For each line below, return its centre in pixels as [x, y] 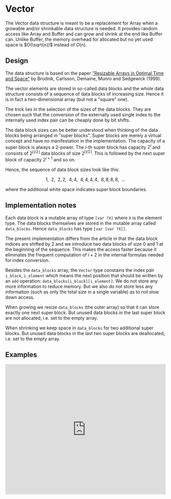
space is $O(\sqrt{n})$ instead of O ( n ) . [46, 44]
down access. [20, 297]
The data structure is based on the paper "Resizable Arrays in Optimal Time [84, 73]
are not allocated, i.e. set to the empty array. [52, 318]
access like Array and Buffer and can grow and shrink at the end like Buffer [84, 34]
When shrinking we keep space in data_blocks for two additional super [79, 328]
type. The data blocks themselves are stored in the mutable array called [81, 223]
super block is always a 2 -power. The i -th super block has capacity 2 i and [83, 147]
